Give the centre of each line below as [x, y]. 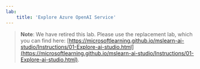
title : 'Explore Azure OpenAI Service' [66, 17]
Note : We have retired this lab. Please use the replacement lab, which [106, 34]
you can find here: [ [45, 40]
